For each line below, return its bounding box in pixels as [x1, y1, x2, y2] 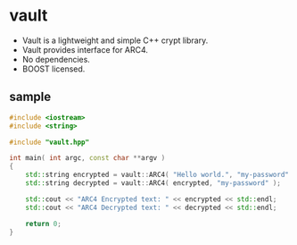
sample [9, 89, 52, 105]
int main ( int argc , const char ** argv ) [9, 154, 166, 163]
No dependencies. [21, 54, 91, 64]
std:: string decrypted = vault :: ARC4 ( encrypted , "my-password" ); [25, 179, 281, 188]
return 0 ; [25, 219, 62, 228]
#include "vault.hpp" [9, 138, 90, 147]
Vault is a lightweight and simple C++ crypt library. [21, 35, 209, 46]
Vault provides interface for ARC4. [21, 44, 149, 55]
